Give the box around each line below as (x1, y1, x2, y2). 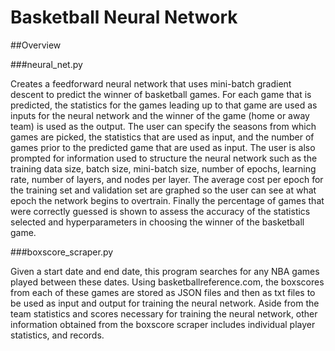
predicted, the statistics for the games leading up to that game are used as (10, 99, 318, 111)
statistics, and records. (10, 329, 105, 341)
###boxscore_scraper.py (10, 246, 114, 258)
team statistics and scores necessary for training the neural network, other (10, 307, 318, 320)
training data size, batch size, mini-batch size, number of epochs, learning (10, 162, 317, 175)
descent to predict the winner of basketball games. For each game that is (10, 88, 312, 100)
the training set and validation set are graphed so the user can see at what (10, 184, 317, 196)
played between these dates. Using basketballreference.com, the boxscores (10, 276, 325, 288)
